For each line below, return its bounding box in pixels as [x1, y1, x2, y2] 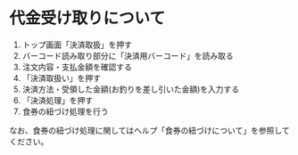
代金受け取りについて [9, 8, 166, 29]
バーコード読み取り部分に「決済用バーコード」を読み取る [21, 50, 234, 61]
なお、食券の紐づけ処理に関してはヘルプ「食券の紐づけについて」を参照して [9, 125, 290, 135]
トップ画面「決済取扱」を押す [21, 39, 132, 50]
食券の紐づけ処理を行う [21, 106, 109, 117]
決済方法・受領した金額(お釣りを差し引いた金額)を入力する [21, 84, 240, 94]
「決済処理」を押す [21, 94, 94, 105]
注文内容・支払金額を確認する [21, 61, 132, 72]
